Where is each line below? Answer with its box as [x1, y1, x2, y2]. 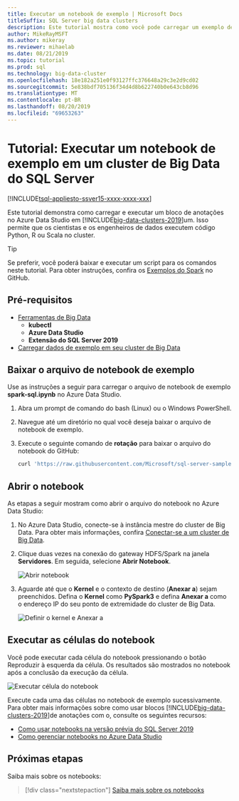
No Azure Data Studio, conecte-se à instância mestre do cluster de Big [17, 520, 225, 529]
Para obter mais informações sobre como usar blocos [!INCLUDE [7, 703, 198, 712]
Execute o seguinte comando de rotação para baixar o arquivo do [17, 439, 211, 448]
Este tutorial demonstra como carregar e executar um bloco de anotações [7, 208, 224, 216]
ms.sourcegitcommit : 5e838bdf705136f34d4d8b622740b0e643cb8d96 [7, 83, 199, 90]
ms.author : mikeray [7, 37, 65, 44]
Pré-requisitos [7, 294, 73, 306]
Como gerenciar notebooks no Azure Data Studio [17, 732, 162, 740]
